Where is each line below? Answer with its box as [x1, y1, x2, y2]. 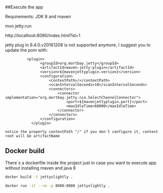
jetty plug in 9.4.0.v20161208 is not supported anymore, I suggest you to [5, 42, 151, 48]
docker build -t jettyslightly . [5, 174, 73, 179]
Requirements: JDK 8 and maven [5, 14, 71, 19]
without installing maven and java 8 [5, 165, 76, 171]
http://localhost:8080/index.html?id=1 [5, 33, 81, 38]
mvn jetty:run [5, 23, 32, 29]
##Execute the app [5, 4, 43, 10]
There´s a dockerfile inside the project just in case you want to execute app [5, 160, 157, 166]
